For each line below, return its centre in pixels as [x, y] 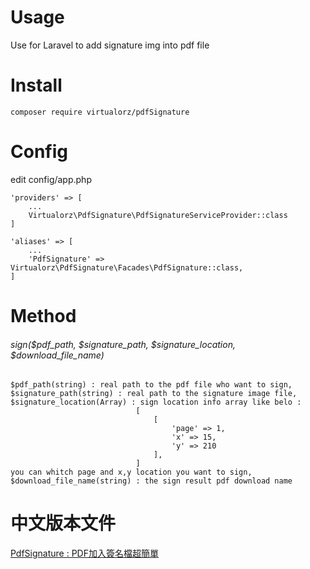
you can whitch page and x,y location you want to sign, [131, 472]
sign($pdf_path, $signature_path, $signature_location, [123, 344]
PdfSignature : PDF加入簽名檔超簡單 [84, 553]
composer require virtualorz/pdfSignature [100, 112]
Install [36, 85]
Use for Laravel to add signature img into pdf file [110, 45]
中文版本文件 [63, 523]
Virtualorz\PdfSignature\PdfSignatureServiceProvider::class [158, 215]
